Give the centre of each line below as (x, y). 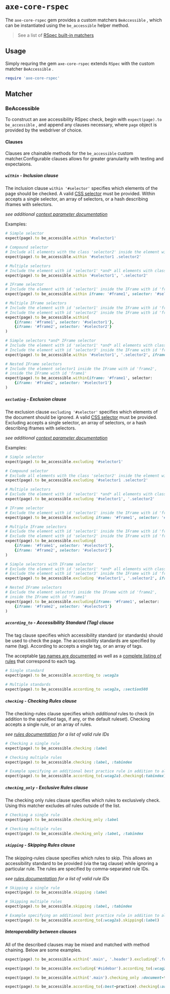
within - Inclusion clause (32, 176)
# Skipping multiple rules (34, 902)
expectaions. (19, 164)
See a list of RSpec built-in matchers (56, 35)
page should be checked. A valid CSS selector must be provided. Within (80, 194)
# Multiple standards (28, 685)
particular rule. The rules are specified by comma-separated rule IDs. (77, 869)
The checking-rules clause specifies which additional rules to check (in (80, 713)
